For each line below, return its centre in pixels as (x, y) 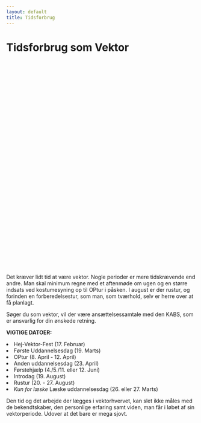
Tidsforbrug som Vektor (68, 47)
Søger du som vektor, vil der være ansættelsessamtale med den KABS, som (100, 314)
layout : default (26, 12)
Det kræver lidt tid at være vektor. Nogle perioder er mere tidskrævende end (101, 277)
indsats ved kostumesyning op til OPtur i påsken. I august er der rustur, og (98, 290)
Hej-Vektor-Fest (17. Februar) (50, 344)
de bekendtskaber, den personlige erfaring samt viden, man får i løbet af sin (100, 407)
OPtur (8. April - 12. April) (45, 357)
